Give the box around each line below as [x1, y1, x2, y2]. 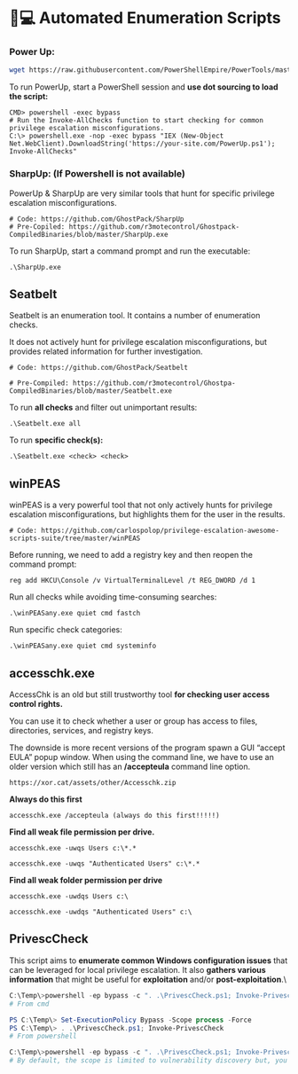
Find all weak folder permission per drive [9, 875, 163, 886]
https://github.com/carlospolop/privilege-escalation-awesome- [41, 526, 279, 536]
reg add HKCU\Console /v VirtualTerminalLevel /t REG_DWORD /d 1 [9, 576, 255, 585]
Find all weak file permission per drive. [9, 827, 155, 837]
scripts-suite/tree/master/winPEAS [9, 534, 141, 543]
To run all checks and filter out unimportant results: [9, 402, 198, 413]
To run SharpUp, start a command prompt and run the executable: [9, 246, 251, 256]
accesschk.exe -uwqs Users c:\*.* [9, 844, 137, 853]
